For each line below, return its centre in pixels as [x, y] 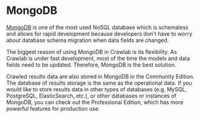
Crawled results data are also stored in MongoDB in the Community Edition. [101, 76]
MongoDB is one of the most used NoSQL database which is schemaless [98, 27]
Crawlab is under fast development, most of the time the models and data [98, 58]
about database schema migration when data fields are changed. [88, 40]
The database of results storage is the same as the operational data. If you [99, 83]
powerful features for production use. [53, 108]
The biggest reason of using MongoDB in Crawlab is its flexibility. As [92, 51]
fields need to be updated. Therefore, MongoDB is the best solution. [91, 65]
